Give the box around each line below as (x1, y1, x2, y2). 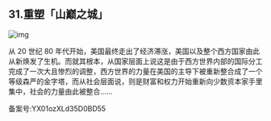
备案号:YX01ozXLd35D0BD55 (8, 103, 106, 113)
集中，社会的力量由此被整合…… (8, 86, 113, 96)
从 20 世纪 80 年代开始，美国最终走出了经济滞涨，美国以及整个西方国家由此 (8, 46, 261, 56)
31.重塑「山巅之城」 (8, 7, 109, 22)
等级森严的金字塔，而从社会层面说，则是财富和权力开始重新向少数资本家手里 (8, 76, 263, 86)
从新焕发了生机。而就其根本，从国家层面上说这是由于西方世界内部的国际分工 (8, 56, 263, 66)
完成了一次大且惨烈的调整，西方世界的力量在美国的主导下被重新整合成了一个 (8, 66, 263, 76)
